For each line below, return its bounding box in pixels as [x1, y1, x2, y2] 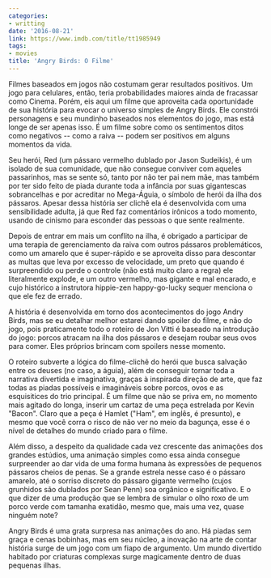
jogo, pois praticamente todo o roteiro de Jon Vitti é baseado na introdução [8, 324, 260, 334]
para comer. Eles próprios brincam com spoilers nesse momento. [8, 341, 227, 351]
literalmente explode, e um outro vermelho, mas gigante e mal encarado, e [8, 274, 256, 283]
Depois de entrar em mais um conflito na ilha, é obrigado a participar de [8, 231, 248, 240]
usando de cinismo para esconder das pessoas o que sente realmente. [8, 215, 245, 225]
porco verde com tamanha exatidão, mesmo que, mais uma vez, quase [8, 501, 244, 511]
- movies [8, 49, 38, 57]
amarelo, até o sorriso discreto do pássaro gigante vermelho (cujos [8, 475, 232, 486]
